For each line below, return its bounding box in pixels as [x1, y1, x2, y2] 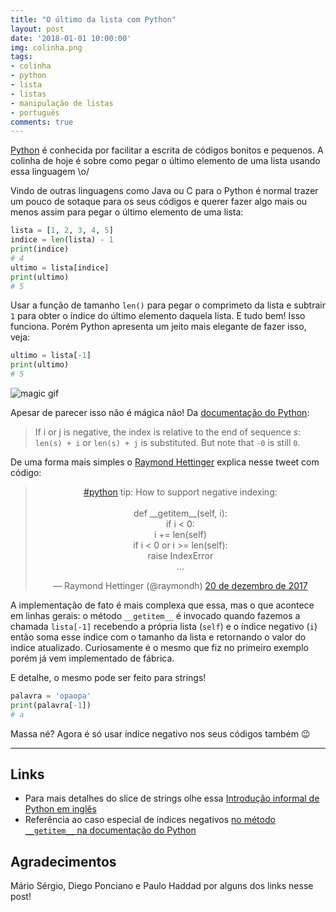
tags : [10, 52, 33, 62]
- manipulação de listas [10, 98, 114, 108]
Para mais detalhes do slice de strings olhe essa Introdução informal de [24, 792, 320, 805]
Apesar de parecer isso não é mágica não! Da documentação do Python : [10, 407, 310, 418]
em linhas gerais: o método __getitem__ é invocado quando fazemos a [10, 610, 301, 621]
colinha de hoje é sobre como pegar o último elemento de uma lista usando [10, 155, 321, 167]
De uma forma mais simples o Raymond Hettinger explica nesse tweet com [10, 456, 320, 468]
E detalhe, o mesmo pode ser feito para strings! [10, 672, 207, 683]
